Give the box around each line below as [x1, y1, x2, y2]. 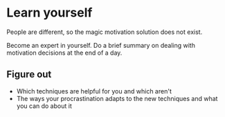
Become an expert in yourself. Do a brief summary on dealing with [6, 41, 195, 49]
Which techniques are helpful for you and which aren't [16, 87, 172, 95]
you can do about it [16, 102, 72, 110]
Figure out [6, 69, 52, 80]
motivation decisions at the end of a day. [6, 48, 123, 57]
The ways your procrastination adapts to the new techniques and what [16, 94, 218, 102]
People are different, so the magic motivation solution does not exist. [6, 28, 203, 36]
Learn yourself [6, 5, 93, 21]
